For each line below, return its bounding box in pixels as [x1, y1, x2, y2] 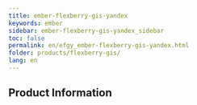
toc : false [8, 34, 45, 42]
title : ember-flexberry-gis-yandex [8, 11, 128, 20]
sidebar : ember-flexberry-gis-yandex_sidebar [8, 26, 164, 34]
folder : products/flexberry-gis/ [8, 49, 121, 57]
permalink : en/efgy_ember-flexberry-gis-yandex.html [8, 42, 190, 50]
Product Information [8, 86, 113, 100]
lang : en [8, 57, 38, 65]
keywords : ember [8, 19, 63, 27]
